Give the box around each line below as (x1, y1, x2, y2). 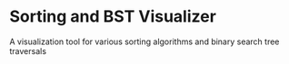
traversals (9, 45, 47, 56)
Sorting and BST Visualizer (9, 6, 216, 27)
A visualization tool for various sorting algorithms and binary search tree (9, 36, 280, 47)
